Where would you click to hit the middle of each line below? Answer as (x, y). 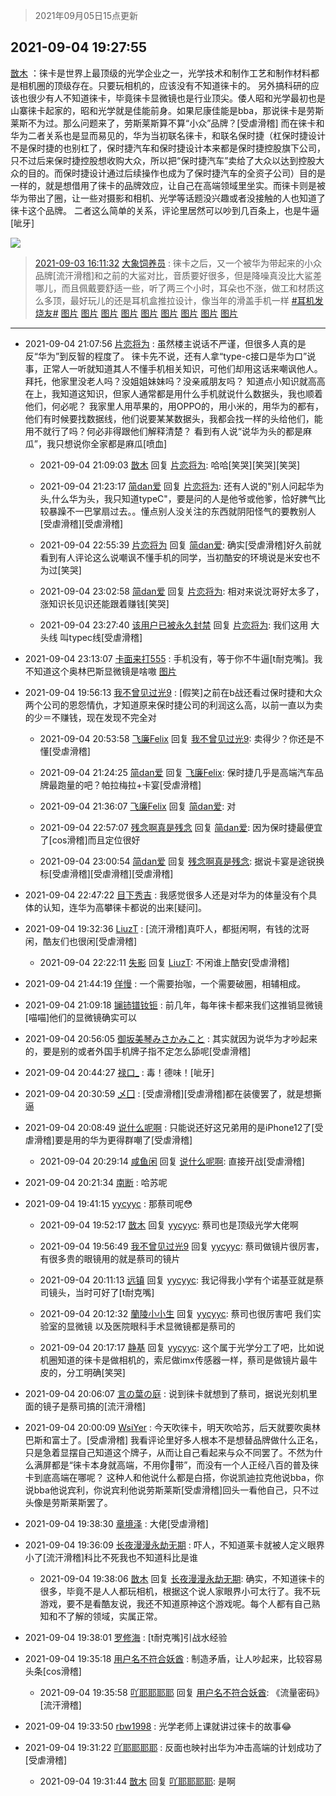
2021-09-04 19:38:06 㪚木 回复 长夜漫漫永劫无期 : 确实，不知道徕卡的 (182, 1578)
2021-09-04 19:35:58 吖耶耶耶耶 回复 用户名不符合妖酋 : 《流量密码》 (182, 1692)
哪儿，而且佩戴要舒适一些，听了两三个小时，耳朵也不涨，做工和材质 (175, 288)
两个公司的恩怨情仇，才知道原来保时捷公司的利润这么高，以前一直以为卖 (173, 705)
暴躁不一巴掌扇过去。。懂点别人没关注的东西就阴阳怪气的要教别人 (182, 511)
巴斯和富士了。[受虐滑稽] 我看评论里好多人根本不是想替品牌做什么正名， (173, 1440)
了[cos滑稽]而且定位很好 (90, 840)
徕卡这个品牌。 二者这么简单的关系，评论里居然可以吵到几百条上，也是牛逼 (165, 210)
